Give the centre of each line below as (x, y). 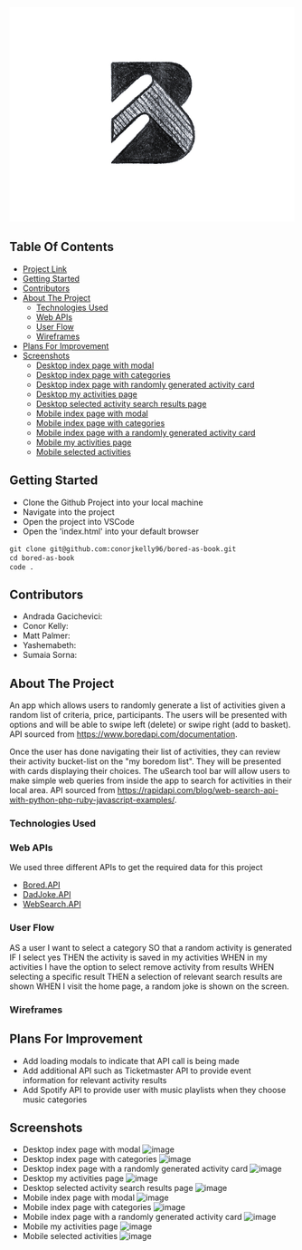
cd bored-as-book (42, 558)
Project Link (45, 268)
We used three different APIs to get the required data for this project (137, 867)
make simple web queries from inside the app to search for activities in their (151, 780)
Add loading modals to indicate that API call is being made (131, 1061)
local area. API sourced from (62, 790)
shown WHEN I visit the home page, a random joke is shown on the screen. (149, 986)
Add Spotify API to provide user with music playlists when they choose (154, 1090)
